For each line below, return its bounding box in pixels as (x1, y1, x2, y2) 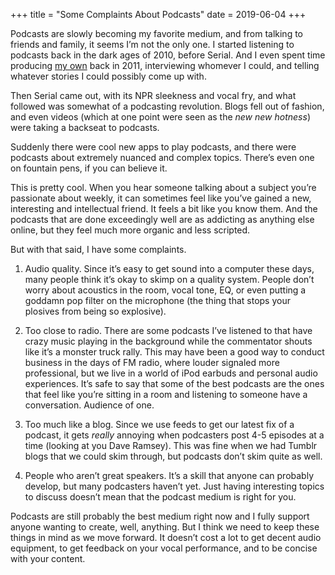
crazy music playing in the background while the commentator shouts (24, 335, 313, 347)
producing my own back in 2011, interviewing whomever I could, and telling (10, 60, 320, 71)
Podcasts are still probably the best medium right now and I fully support (10, 510, 310, 522)
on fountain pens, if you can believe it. (10, 162, 168, 174)
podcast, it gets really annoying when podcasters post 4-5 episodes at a (24, 429, 325, 441)
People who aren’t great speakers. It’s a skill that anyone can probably (24, 470, 314, 481)
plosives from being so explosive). (24, 305, 167, 317)
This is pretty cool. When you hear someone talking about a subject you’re (10, 182, 317, 193)
